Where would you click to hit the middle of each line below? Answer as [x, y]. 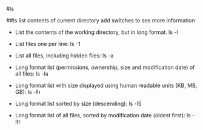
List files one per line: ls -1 [48, 44]
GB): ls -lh [28, 92]
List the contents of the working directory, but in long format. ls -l [96, 32]
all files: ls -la [32, 74]
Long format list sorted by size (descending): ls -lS [78, 103]
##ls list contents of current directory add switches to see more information [101, 20]
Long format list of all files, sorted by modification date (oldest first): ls [103, 115]
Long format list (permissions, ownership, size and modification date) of [105, 67]
